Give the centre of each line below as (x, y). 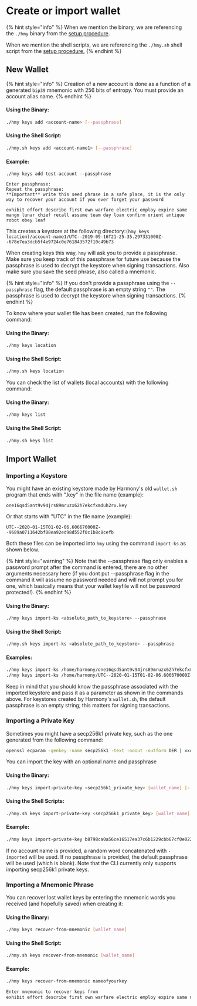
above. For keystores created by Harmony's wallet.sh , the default (86, 699)
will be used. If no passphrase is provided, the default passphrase (108, 857)
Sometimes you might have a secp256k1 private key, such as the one (89, 733)
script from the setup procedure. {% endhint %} (64, 51)
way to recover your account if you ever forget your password (85, 200)
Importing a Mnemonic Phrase (50, 885)
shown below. (23, 550)
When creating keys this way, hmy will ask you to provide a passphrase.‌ (91, 253)
